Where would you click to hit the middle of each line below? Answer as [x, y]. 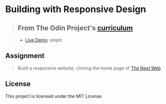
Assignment [25, 56]
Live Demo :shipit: [44, 40]
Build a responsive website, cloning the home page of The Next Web [89, 68]
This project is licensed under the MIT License [54, 96]
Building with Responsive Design [76, 9]
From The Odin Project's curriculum [75, 28]
